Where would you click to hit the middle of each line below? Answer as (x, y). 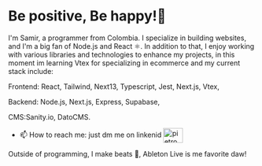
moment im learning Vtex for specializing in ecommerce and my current (124, 63)
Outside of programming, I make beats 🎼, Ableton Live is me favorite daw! (127, 153)
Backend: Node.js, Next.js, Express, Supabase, (84, 101)
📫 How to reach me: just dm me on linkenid (90, 135)
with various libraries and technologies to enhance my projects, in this (122, 54)
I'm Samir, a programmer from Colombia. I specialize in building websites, (127, 38)
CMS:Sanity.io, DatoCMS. (49, 116)
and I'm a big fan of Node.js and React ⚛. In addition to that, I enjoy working (131, 46)
